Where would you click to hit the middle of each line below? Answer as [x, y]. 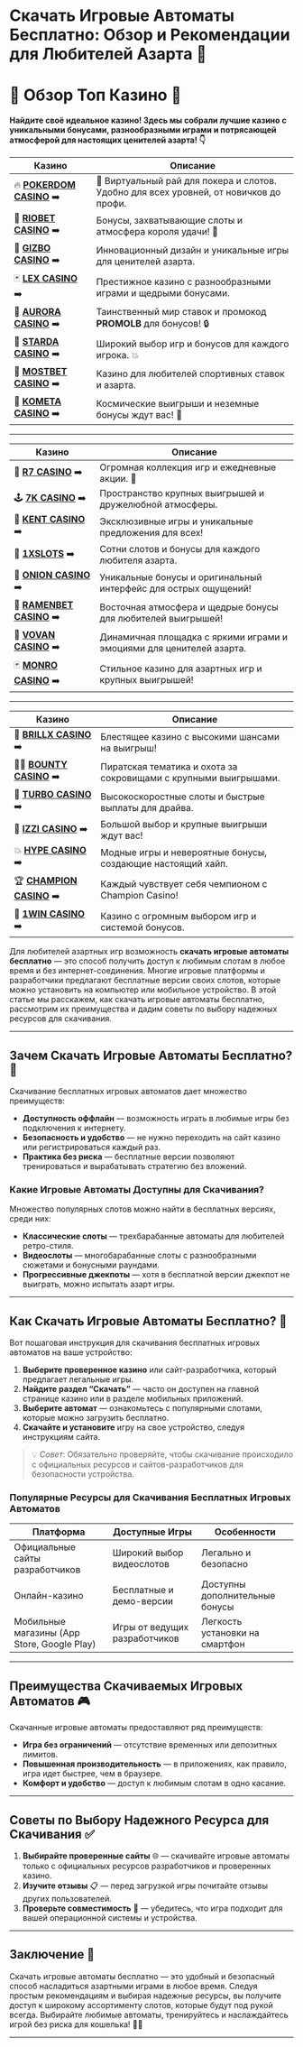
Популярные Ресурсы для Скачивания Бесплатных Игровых [150, 1497]
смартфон [223, 1645]
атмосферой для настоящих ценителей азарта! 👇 [107, 140]
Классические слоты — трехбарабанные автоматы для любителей [153, 1236]
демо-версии [143, 1601]
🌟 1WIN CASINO [50, 914]
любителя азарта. [138, 560]
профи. [111, 204]
